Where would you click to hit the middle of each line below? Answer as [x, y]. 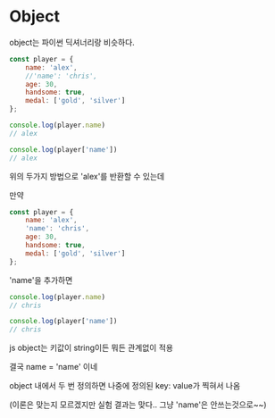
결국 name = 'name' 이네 [54, 367]
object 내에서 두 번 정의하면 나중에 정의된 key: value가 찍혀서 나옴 [125, 386]
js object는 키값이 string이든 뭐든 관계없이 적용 [92, 348]
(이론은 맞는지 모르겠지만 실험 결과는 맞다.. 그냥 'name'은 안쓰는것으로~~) [138, 405]
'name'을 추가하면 [41, 280]
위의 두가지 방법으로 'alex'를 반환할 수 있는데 [87, 176]
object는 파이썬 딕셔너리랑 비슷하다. [72, 42]
